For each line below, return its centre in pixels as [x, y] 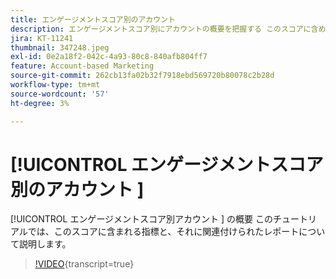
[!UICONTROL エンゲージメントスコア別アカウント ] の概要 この [142, 219]
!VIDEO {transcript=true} [84, 264]
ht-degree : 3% [40, 103]
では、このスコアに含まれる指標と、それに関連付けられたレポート [163, 232]
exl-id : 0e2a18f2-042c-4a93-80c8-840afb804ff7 [109, 57]
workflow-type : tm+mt [55, 85]
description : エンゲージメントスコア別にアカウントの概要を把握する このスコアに [161, 29]
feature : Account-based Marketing [82, 66]
